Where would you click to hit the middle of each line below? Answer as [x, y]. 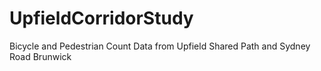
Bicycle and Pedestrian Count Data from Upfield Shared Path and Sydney [160, 46]
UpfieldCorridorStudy [101, 18]
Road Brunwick [40, 56]
